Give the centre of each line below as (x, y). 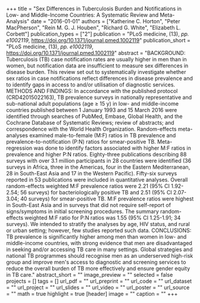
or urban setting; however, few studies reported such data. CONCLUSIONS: (99, 230)
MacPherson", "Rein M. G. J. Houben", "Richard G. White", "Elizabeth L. (93, 27)
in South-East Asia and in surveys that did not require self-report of (89, 205)
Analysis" (18, 21)
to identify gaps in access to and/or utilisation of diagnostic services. (91, 85)
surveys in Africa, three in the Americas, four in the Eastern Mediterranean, (98, 167)
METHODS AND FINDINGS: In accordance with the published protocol (92, 91)
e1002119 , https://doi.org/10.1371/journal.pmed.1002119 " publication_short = (99, 40)
